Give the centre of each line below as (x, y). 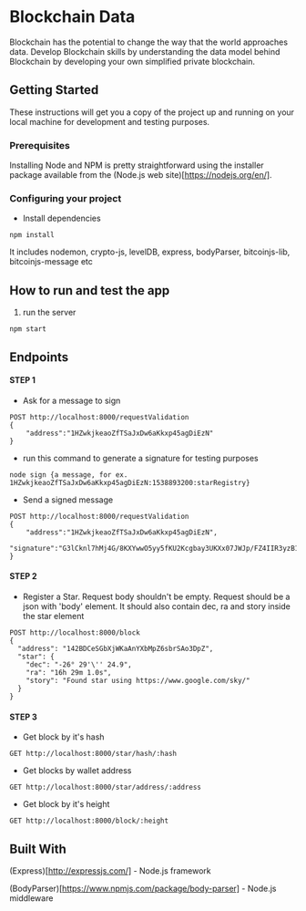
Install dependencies (62, 218)
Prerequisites (40, 145)
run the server (49, 313)
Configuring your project (66, 198)
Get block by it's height (66, 804)
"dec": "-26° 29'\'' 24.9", (79, 664)
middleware (31, 898)
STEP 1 (23, 380)
